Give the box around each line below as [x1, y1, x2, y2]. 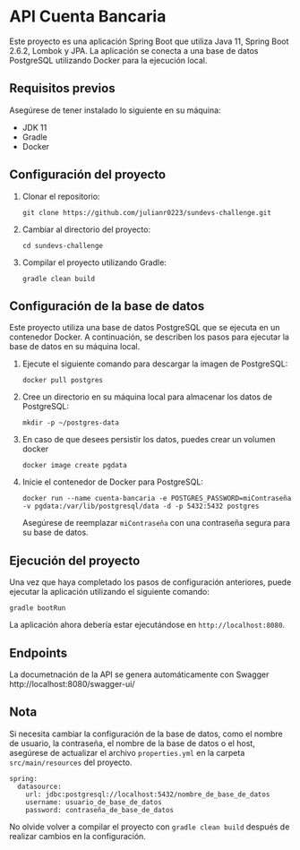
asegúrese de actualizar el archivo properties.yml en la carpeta [9, 747, 245, 758]
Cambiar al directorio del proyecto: [21, 224, 150, 235]
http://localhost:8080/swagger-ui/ [9, 679, 135, 689]
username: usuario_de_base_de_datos [25, 797, 163, 807]
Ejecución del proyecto [9, 553, 141, 568]
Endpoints [9, 645, 68, 660]
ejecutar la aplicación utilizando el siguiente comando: [9, 587, 210, 597]
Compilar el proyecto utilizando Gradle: [21, 257, 167, 268]
